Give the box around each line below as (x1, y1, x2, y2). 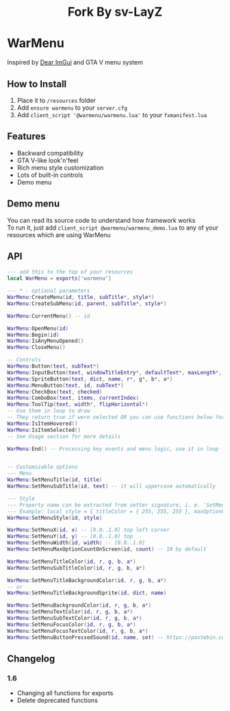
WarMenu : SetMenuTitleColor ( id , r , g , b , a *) (7, 558, 136, 565)
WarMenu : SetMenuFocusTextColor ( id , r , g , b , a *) (7, 627, 149, 634)
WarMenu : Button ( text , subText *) (7, 363, 99, 370)
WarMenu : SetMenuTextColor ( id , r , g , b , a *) (7, 608, 133, 616)
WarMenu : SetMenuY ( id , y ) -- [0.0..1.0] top (7, 533, 133, 540)
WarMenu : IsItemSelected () (7, 426, 81, 433)
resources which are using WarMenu (7, 230, 111, 239)
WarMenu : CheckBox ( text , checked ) (7, 388, 103, 395)
